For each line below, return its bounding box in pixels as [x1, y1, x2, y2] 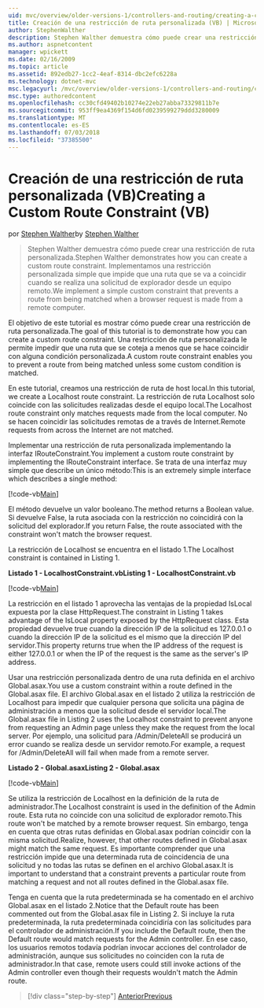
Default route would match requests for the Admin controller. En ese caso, [8, 934, 248, 944]
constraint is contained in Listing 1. [8, 553, 120, 563]
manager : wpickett [8, 48, 68, 56]
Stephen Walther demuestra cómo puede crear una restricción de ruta [27, 245, 255, 254]
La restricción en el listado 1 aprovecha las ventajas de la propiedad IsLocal [8, 599, 252, 608]
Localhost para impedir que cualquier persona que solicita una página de [8, 698, 245, 707]
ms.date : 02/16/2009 [8, 56, 76, 64]
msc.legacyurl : [8, 84, 58, 93]
